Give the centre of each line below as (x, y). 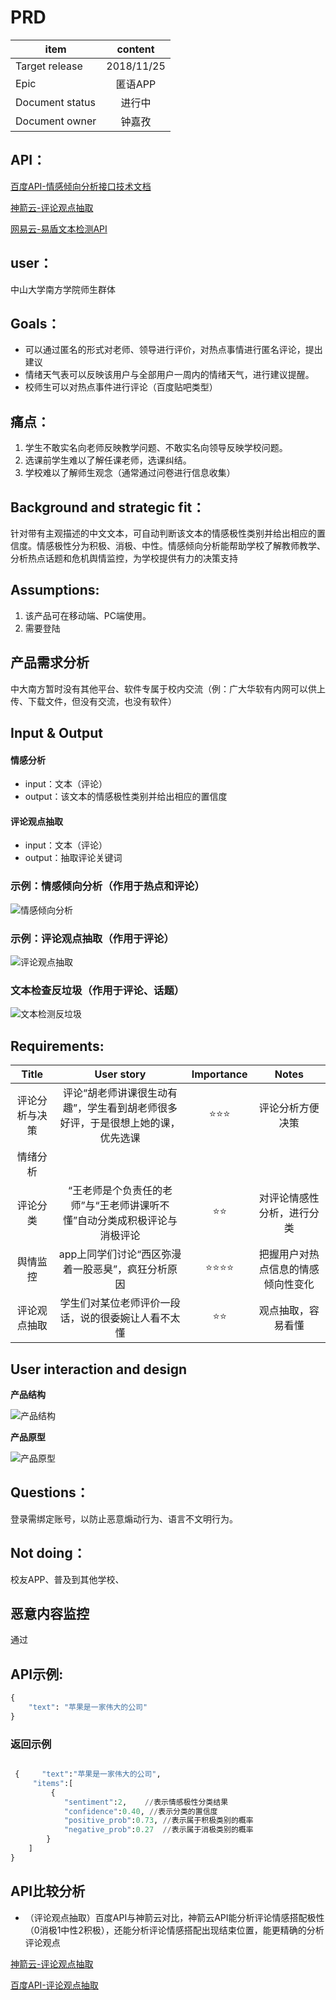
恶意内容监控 (50, 1613)
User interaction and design (99, 1369)
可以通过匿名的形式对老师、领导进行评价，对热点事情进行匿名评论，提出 (173, 350)
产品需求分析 (50, 662)
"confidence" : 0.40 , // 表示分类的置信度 (140, 1811)
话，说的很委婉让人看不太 (120, 1318)
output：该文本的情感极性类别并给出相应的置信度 (126, 797)
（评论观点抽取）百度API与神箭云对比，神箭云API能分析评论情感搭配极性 (174, 1917)
